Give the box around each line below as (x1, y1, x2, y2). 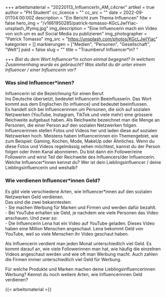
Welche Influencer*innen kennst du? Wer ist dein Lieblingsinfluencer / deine (5, 159, 162, 165)
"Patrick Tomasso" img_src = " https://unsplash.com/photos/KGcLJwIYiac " (5, 36, 158, 42)
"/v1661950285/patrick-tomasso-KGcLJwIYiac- (40, 20, 138, 26)
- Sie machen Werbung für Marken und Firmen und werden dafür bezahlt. (5, 204, 157, 210)
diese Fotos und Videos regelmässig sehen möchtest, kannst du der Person (5, 144, 161, 149)
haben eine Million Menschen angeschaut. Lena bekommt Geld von (5, 225, 144, 231)
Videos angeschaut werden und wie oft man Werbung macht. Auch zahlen (5, 251, 158, 257)
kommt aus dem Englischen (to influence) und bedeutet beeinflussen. (5, 101, 148, 107)
